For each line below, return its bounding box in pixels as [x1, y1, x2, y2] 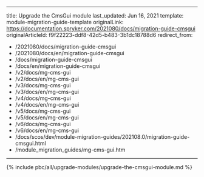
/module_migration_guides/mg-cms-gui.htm [15, 146, 126, 153]
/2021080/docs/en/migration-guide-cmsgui [15, 50, 124, 56]
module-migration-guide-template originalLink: [6, 19, 124, 25]
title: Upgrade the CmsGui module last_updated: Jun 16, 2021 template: [6, 12, 184, 19]
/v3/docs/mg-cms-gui [15, 82, 71, 88]
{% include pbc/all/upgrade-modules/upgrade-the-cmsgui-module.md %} [6, 164, 192, 170]
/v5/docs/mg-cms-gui [15, 107, 71, 115]
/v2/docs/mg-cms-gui [15, 69, 71, 76]
